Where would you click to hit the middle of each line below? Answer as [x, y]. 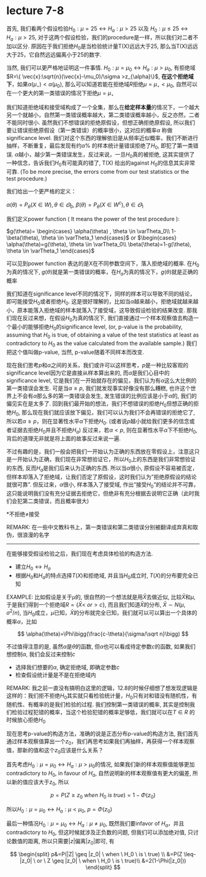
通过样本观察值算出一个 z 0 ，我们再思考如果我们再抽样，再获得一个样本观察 [101, 742]
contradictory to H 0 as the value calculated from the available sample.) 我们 [102, 344]
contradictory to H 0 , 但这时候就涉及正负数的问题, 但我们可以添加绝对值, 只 [100, 833]
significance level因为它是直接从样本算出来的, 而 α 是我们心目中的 [88, 373]
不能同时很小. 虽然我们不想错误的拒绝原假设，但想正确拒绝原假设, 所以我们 [101, 122]
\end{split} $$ [103, 867]
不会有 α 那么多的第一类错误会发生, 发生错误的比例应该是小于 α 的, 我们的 [107, 396]
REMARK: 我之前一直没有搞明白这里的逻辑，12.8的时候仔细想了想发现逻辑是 [102, 688]
